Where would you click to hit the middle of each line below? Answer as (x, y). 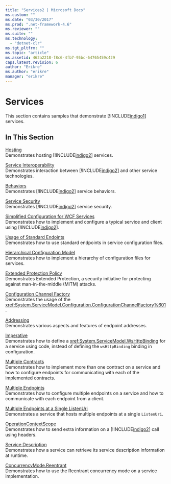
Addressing (17, 320)
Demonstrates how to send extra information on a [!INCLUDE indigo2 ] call (82, 429)
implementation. (22, 476)
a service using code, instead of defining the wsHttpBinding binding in (79, 346)
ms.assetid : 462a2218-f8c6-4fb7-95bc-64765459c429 (60, 57)
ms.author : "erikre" (27, 72)
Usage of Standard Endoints (35, 237)
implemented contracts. (30, 378)
